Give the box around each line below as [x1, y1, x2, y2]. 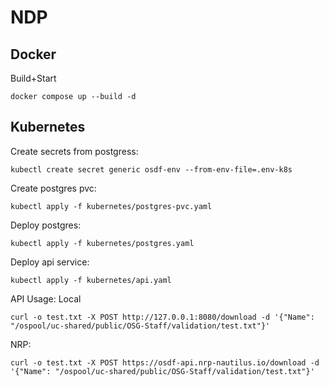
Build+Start [10, 72, 57, 84]
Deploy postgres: [10, 219, 82, 231]
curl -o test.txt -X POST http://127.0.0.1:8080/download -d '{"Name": [10, 312, 315, 322]
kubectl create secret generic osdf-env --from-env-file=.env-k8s [10, 164, 293, 175]
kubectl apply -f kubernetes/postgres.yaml [10, 238, 195, 248]
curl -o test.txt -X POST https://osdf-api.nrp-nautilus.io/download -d [10, 357, 320, 368]
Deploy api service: [10, 256, 90, 268]
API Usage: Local [10, 292, 82, 305]
